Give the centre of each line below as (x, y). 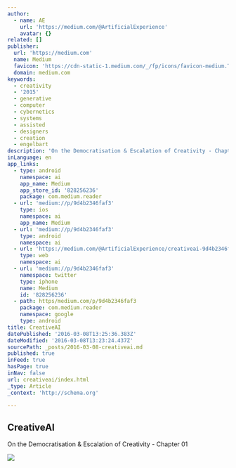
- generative (33, 99)
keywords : (22, 79)
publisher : (23, 46)
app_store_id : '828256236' (59, 190)
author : (19, 14)
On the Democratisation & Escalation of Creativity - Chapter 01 (98, 444)
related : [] (25, 40)
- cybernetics (34, 112)
